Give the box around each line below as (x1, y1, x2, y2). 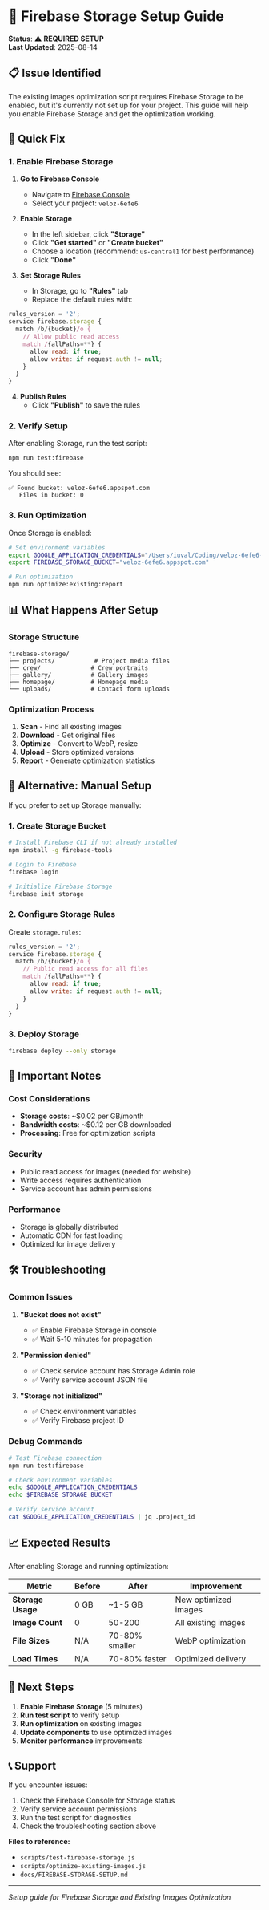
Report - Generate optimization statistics (19, 756, 155, 765)
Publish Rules (19, 392, 66, 402)
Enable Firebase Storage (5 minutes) (19, 1701, 143, 1711)
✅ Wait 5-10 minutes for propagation (31, 1334, 153, 1344)
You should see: (8, 468, 62, 478)
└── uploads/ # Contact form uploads (8, 685, 171, 693)
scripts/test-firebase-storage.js (19, 1854, 135, 1862)
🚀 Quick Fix (8, 132, 66, 146)
